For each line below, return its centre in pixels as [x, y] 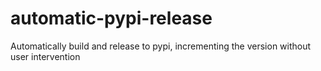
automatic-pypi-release [111, 18]
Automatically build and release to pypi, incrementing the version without [161, 46]
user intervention [45, 56]
